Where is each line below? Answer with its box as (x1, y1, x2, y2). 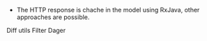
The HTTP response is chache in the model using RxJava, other (16, 6, 200, 14)
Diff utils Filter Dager (6, 27, 66, 34)
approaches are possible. (16, 13, 90, 21)
